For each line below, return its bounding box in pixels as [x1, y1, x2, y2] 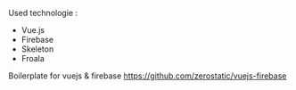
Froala [21, 53, 45, 63]
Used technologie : [8, 8, 78, 18]
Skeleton [21, 44, 54, 54]
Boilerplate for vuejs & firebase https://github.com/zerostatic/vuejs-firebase [8, 70, 287, 81]
